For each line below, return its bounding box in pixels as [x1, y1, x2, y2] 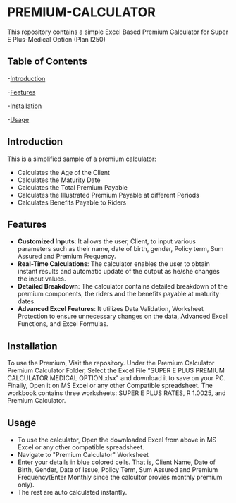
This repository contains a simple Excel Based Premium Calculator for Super [7, 28, 229, 36]
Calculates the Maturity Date [17, 176, 101, 184]
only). [17, 480, 35, 489]
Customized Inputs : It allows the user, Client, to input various [17, 237, 196, 246]
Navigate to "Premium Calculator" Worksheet [17, 451, 149, 459]
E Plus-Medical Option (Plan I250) [7, 35, 106, 43]
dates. [17, 297, 37, 305]
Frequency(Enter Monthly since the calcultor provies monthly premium [17, 473, 223, 481]
